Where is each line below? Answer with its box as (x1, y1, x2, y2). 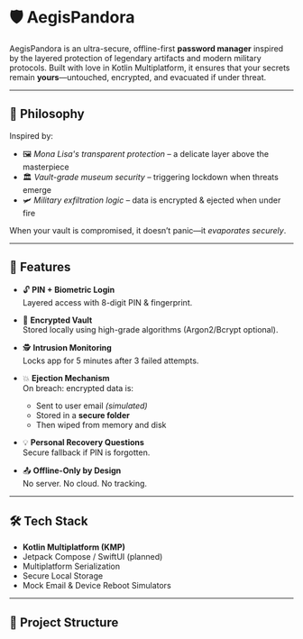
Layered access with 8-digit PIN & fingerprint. (22, 297, 193, 307)
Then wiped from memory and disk (35, 419, 167, 430)
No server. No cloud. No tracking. (22, 478, 147, 488)
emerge (22, 184, 52, 195)
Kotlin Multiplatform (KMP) (22, 542, 126, 552)
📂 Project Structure (9, 615, 119, 630)
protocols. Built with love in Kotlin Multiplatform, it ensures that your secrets (9, 62, 290, 73)
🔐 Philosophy (9, 106, 85, 122)
